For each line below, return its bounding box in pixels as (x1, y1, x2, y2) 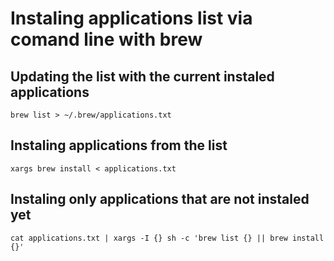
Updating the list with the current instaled (10, 68, 275, 85)
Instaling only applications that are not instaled (10, 191, 310, 208)
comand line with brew (10, 28, 203, 51)
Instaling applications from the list (10, 137, 228, 154)
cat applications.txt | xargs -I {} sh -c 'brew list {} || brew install (10, 233, 325, 243)
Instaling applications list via (10, 7, 253, 30)
